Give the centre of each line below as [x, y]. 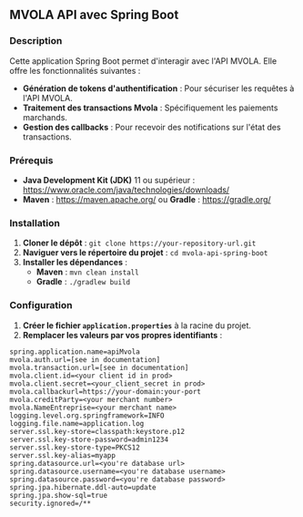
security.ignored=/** [50, 503]
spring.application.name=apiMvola [75, 352]
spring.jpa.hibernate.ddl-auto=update [83, 487]
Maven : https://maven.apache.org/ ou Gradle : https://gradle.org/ [146, 199]
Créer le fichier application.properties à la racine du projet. [137, 325]
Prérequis [31, 160]
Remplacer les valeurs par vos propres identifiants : [122, 335]
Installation [35, 222]
